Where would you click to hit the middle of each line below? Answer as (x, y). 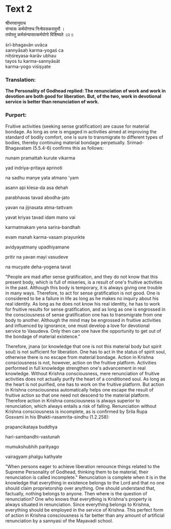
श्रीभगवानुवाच (16, 23)
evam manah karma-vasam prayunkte (45, 237)
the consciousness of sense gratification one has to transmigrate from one (84, 314)
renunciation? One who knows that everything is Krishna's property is (79, 499)
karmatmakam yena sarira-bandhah (43, 227)
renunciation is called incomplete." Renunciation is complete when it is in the (86, 477)
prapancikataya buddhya (31, 427)
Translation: (21, 80)
